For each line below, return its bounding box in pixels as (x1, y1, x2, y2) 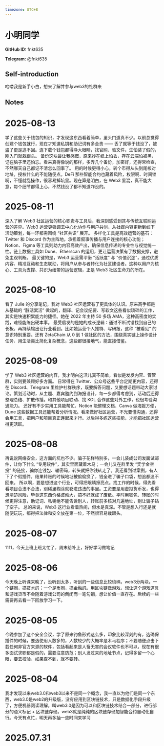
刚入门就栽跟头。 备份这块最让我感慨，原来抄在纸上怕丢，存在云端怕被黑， (5, 153, 156, 159)
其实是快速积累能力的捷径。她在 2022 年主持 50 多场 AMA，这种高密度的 (5, 313, 152, 319)
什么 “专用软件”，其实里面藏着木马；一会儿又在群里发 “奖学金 (26, 461, 150, 467)
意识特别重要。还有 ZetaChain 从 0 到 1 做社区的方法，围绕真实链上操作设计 (5, 332, 157, 337)
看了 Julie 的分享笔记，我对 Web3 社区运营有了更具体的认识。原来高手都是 (5, 301, 155, 307)
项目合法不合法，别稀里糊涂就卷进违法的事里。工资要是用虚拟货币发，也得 (9, 486, 159, 492)
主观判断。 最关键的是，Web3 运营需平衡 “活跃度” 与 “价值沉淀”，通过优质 (9, 254, 159, 260)
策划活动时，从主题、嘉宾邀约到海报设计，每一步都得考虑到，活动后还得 (13, 390, 159, 396)
